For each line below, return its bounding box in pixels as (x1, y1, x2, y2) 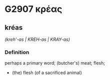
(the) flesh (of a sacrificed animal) (11, 70, 82, 76)
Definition (4, 49, 29, 56)
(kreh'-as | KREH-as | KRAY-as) (4, 36, 70, 42)
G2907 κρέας (4, 3, 62, 15)
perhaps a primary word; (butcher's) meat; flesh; (4, 60, 105, 66)
